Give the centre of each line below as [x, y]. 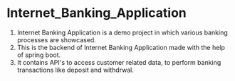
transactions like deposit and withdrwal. [75, 70]
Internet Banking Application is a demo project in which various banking [122, 32]
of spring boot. [39, 55]
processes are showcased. [57, 39]
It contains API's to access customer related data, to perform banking [119, 62]
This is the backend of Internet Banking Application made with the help [121, 47]
